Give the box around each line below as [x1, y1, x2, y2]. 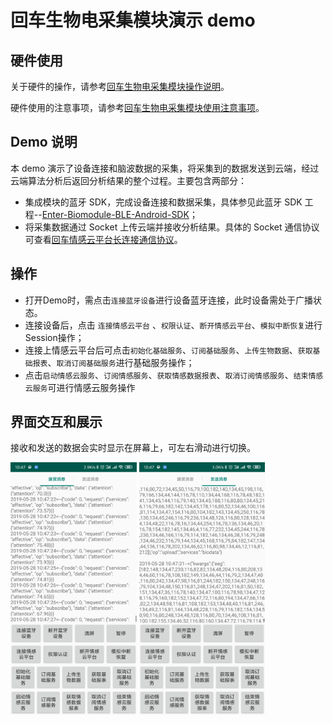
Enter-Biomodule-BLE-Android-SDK [41, 208, 190, 220]
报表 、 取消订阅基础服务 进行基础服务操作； [32, 356, 195, 368]
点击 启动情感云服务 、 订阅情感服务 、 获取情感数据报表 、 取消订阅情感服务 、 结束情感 [24, 369, 324, 381]
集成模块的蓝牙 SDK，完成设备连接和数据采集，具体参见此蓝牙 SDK [24, 196, 303, 208]
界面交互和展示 [10, 414, 103, 431]
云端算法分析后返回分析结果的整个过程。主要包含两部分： [10, 174, 247, 186]
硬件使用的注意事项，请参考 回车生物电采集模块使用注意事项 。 [10, 102, 265, 113]
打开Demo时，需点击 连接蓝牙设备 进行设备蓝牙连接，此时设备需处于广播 [24, 294, 314, 306]
